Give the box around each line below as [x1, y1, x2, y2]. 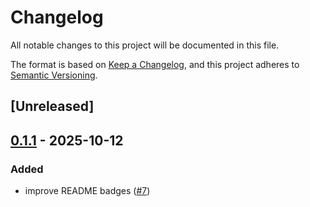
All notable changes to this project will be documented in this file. [10, 39, 280, 51]
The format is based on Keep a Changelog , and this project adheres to [10, 58, 300, 70]
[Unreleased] [10, 98, 95, 115]
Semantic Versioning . [10, 69, 98, 81]
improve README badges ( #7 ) [24, 185, 151, 197]
